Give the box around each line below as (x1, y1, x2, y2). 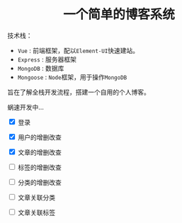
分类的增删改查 (17, 178, 62, 186)
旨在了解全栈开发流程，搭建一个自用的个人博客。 (7, 88, 150, 96)
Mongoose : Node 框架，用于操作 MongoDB (17, 72, 127, 81)
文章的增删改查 (17, 148, 62, 156)
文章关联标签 (17, 208, 55, 217)
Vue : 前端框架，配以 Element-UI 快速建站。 (17, 46, 140, 55)
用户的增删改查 (17, 132, 62, 142)
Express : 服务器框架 (17, 55, 76, 64)
